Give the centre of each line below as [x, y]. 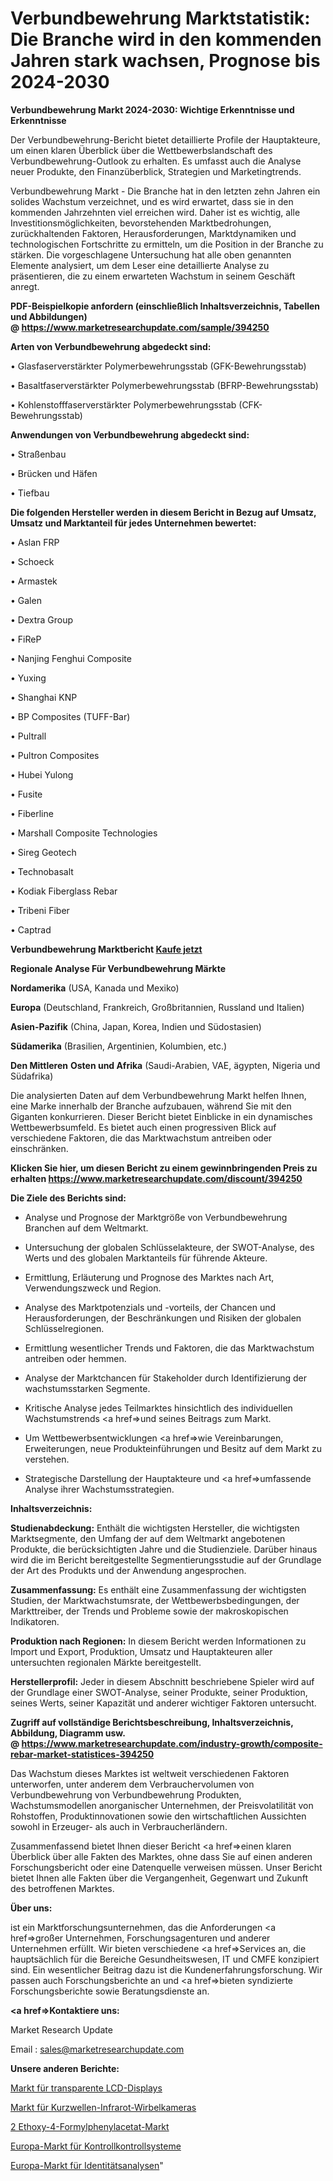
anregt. [25, 286]
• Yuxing [28, 678]
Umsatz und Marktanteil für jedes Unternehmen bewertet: [133, 523]
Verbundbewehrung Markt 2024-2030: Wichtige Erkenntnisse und [152, 109]
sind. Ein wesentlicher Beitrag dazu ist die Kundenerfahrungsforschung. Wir [166, 1969]
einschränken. [39, 1148]
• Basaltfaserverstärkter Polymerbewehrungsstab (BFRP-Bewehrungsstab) [164, 385]
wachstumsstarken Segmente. [87, 1388]
